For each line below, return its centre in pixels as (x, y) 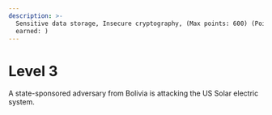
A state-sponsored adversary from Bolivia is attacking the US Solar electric (134, 93)
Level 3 (33, 71)
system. (21, 102)
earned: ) (32, 31)
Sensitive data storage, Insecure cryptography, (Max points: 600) (132, 23)
